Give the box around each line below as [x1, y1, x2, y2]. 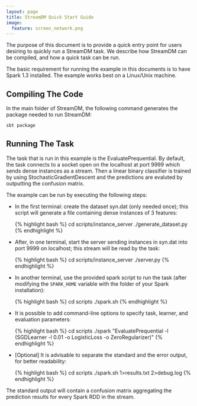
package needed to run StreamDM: [6, 111, 92, 119]
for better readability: [14, 357, 67, 365]
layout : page [6, 8, 38, 15]
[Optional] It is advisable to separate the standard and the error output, [14, 351, 188, 359]
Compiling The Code [6, 89, 83, 99]
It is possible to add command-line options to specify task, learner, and [14, 309, 188, 317]
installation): [14, 286, 45, 293]
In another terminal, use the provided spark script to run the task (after [14, 274, 187, 281]
